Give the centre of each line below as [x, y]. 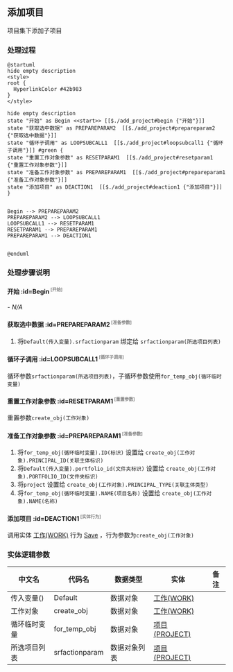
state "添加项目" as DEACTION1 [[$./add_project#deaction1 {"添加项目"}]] [115, 187]
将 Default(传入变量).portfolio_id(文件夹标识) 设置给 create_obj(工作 [114, 468]
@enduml [18, 254]
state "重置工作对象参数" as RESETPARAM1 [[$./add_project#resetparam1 [110, 158]
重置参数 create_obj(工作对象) [49, 417]
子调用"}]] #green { [35, 150]
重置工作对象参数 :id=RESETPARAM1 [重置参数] [71, 400]
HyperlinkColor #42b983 [48, 89]
